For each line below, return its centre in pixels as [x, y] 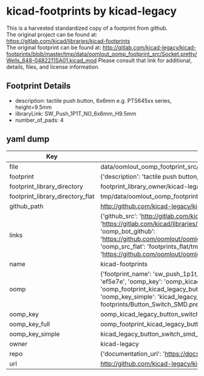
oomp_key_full [30, 324]
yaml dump [28, 139]
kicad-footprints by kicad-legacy [92, 11]
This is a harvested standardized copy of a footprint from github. [87, 28]
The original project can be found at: [52, 34]
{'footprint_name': [126, 274]
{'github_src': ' [121, 216]
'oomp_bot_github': [127, 231]
